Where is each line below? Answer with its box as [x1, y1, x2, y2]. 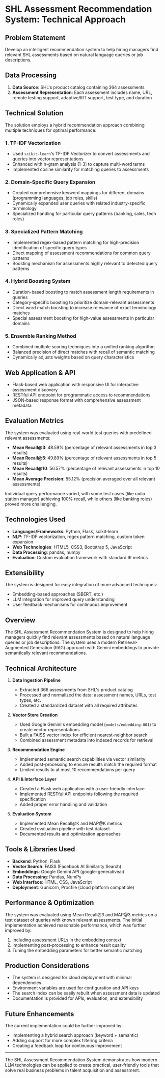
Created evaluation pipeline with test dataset [19, 825, 110, 832]
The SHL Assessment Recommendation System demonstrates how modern [5, 1057, 158, 1063]
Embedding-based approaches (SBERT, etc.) [12, 591, 103, 597]
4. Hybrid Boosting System [5, 278, 71, 285]
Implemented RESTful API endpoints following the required [19, 791, 138, 797]
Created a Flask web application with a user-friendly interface [19, 785, 145, 791]
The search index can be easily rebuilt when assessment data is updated [12, 990, 160, 996]
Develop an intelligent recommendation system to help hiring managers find [5, 47, 159, 52]
